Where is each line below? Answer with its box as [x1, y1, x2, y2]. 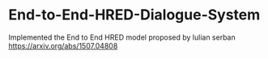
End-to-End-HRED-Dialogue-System [8, 6, 261, 24]
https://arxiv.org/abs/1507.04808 [8, 40, 118, 50]
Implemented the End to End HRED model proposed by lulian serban [8, 32, 236, 42]
